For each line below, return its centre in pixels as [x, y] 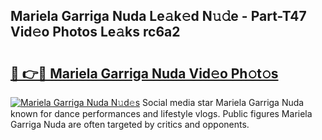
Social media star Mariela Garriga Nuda [223, 102]
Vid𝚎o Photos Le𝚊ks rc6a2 [95, 32]
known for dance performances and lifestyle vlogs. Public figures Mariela [161, 113]
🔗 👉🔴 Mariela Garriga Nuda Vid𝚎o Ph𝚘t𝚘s [144, 73]
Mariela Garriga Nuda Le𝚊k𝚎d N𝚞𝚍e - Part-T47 [158, 16]
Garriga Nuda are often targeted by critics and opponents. [130, 124]
